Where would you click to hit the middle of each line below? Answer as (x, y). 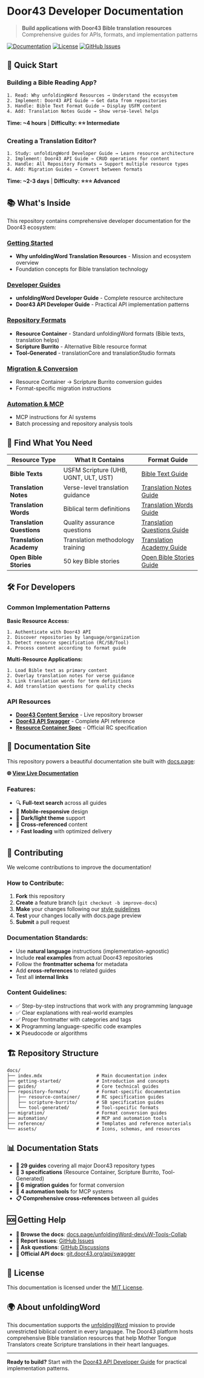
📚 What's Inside (39, 203)
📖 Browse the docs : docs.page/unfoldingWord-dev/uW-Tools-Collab (101, 1235)
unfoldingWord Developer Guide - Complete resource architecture (99, 298)
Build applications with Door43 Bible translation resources (97, 28)
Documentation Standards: (48, 938)
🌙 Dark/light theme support (50, 818)
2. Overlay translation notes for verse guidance (71, 675)
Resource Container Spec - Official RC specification (81, 728)
